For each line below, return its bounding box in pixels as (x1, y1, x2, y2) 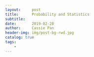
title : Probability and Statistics (5, 12, 90, 17)
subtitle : (5, 16, 26, 21)
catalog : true (5, 35, 35, 40)
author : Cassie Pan (5, 26, 54, 31)
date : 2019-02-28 (5, 21, 54, 26)
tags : (5, 40, 16, 45)
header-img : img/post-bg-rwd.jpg (5, 30, 74, 35)
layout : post (5, 7, 41, 12)
